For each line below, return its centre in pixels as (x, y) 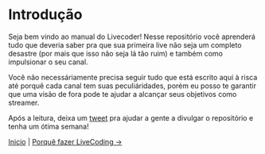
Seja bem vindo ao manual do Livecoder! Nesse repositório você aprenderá (132, 37)
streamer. (24, 102)
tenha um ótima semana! (49, 126)
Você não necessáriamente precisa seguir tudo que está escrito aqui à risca (133, 77)
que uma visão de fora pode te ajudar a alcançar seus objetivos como (123, 94)
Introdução (45, 15)
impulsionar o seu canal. (49, 62)
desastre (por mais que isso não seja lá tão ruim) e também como (116, 53)
